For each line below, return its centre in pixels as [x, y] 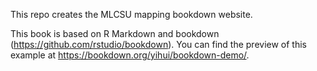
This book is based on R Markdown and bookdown [115, 33]
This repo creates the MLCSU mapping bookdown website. [131, 14]
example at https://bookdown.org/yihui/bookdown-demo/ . [130, 55]
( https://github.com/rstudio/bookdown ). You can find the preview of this [159, 44]
